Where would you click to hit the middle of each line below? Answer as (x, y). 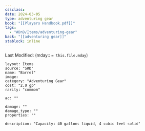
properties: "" (21, 115)
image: (12, 77)
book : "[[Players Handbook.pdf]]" (40, 23)
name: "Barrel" (21, 73)
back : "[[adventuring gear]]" (36, 37)
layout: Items (20, 64)
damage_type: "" (21, 111)
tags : (10, 28)
